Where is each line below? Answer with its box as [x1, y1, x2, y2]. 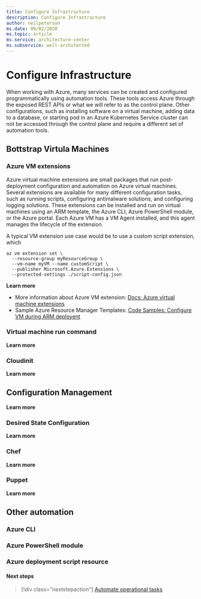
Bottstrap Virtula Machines [6, 144, 110, 154]
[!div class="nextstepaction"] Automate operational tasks [20, 586, 163, 593]
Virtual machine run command [6, 327, 97, 336]
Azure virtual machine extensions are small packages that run [6, 176, 159, 183]
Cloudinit [6, 356, 34, 365]
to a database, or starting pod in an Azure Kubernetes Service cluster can [6, 114, 188, 121]
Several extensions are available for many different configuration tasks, [6, 188, 182, 196]
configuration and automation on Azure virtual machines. [37, 182, 178, 190]
